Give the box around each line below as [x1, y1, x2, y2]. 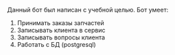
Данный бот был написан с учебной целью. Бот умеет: [7, 6, 169, 14]
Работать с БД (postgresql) [16, 41, 96, 48]
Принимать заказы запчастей [16, 19, 104, 26]
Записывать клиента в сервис [16, 26, 106, 34]
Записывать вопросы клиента [16, 33, 105, 41]
